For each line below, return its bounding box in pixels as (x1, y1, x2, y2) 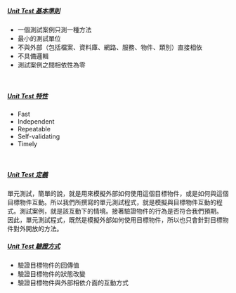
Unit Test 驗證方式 (7, 242, 61, 250)
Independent (17, 117, 55, 126)
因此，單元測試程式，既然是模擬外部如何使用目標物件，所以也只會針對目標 (7, 215, 223, 224)
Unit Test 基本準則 (7, 6, 61, 15)
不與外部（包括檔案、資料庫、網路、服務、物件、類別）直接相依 (17, 43, 202, 51)
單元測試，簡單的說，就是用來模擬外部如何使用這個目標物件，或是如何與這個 (7, 189, 229, 197)
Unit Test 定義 (7, 170, 48, 178)
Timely (17, 139, 37, 148)
